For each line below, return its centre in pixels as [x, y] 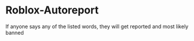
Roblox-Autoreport [52, 10]
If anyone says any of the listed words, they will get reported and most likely [97, 26]
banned [15, 32]
